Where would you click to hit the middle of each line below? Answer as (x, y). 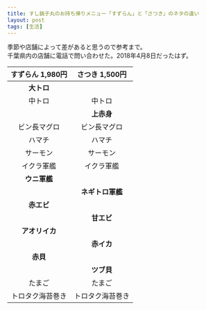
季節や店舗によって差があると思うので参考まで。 (77, 47)
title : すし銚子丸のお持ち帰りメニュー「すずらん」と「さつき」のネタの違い (103, 14)
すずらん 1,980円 (39, 75)
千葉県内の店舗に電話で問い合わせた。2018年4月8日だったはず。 (100, 55)
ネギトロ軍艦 (102, 192)
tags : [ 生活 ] (25, 26)
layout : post (26, 20)
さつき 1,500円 (102, 75)
